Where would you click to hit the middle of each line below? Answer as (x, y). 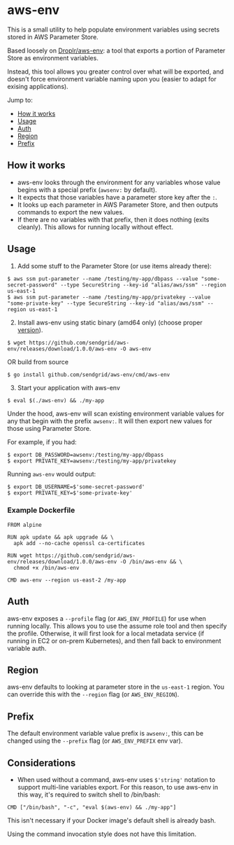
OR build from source (38, 362)
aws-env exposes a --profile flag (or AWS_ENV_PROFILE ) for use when (107, 618)
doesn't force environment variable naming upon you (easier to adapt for (112, 78)
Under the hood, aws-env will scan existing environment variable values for (116, 413)
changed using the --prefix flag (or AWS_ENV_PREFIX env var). (95, 741)
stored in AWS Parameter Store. (53, 36)
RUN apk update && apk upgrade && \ (60, 537)
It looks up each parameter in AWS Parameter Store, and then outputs (118, 205)
